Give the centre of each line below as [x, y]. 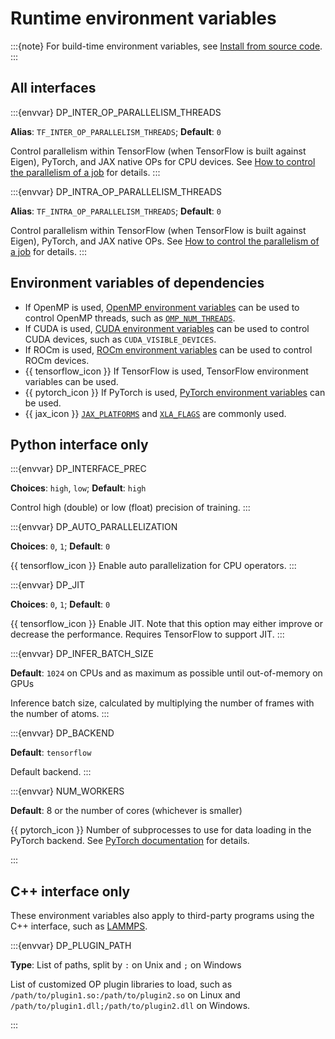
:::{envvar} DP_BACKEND [62, 733]
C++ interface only [70, 891]
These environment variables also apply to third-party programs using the [162, 916]
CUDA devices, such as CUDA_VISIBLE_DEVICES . [120, 339]
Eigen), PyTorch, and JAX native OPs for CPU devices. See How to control [163, 161]
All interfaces [53, 88]
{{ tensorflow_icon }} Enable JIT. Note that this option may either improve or [166, 624]
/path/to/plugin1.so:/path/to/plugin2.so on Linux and [125, 995]
